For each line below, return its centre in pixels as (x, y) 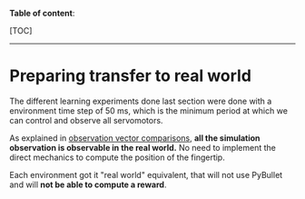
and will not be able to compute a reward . (88, 184)
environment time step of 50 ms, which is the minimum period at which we (149, 110)
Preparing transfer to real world (131, 76)
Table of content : (42, 13)
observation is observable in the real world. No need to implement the (143, 147)
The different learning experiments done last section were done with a (141, 101)
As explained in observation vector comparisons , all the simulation (135, 138)
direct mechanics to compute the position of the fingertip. (117, 157)
